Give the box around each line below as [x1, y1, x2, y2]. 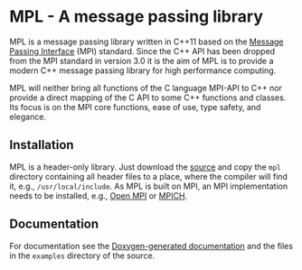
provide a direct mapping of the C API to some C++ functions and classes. [9, 92, 287, 103]
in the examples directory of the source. [9, 250, 156, 261]
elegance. [9, 111, 47, 122]
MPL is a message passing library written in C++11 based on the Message [9, 36, 284, 47]
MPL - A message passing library [9, 6, 264, 27]
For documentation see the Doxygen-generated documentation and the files [9, 240, 294, 251]
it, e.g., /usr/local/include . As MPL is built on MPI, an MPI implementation [9, 181, 288, 191]
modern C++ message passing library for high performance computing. [9, 65, 277, 76]
